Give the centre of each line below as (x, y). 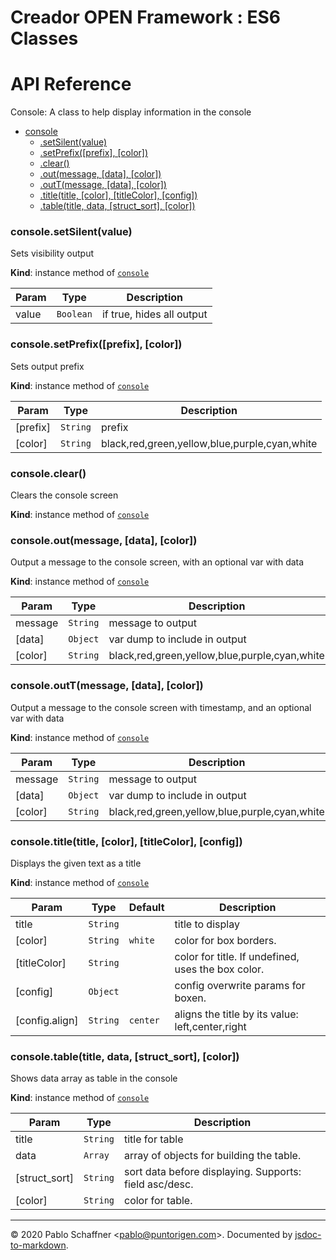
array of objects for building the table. (213, 1156)
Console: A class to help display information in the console (131, 112)
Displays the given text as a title (76, 863)
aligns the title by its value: (236, 1014)
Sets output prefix (47, 366)
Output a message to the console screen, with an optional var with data (157, 562)
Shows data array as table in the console (94, 1078)
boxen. (190, 998)
